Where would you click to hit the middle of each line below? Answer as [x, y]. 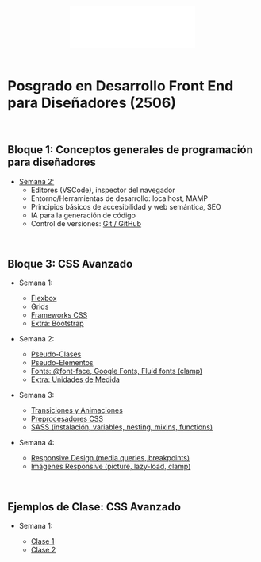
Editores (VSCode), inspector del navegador [103, 190]
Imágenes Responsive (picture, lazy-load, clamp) [111, 467]
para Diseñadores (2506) [92, 103]
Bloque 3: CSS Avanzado [70, 264]
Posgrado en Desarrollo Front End [121, 86]
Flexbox [44, 298]
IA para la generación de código [83, 215]
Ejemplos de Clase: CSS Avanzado [94, 507]
